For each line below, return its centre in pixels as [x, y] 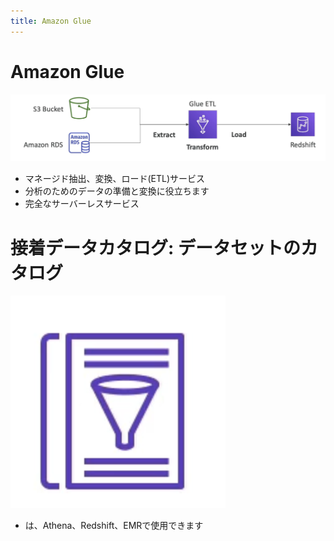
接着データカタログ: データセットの [155, 247]
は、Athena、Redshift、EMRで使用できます [114, 526]
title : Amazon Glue [51, 21]
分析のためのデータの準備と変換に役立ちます [117, 191]
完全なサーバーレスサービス [82, 204]
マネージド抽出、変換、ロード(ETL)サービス [115, 179]
